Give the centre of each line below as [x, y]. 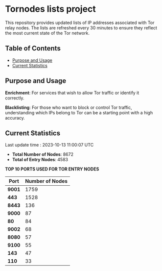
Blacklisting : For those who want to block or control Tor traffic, [69, 107]
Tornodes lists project [51, 9]
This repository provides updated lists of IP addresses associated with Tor [80, 23]
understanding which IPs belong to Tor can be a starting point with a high [79, 112]
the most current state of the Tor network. [47, 33]
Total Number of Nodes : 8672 [43, 154]
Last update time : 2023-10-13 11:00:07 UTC [49, 145]
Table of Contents [33, 48]
